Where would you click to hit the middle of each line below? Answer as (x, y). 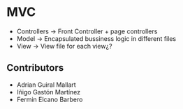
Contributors (35, 68)
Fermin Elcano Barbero (50, 99)
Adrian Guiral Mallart (46, 85)
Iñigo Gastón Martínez (49, 92)
